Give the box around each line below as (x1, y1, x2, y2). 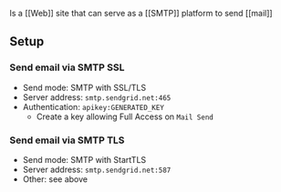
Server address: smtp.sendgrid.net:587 (22, 164, 172, 175)
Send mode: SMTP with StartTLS (22, 154, 147, 165)
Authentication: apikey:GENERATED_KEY (22, 101, 164, 112)
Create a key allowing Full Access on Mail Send (36, 111, 214, 122)
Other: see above (22, 173, 88, 185)
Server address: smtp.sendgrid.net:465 (22, 91, 172, 103)
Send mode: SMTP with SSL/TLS (22, 82, 147, 93)
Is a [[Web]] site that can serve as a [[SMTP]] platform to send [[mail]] (9, 8, 273, 18)
